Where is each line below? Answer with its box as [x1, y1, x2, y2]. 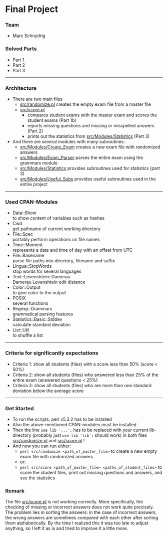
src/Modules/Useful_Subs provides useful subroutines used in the [19, 176, 156, 182]
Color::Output [12, 284, 41, 290]
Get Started [5, 405, 34, 412]
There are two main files [12, 96, 62, 102]
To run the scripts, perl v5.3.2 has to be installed [12, 416, 112, 422]
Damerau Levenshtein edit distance [12, 279, 86, 285]
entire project [19, 182, 48, 188]
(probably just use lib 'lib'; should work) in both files [32, 432, 147, 438]
